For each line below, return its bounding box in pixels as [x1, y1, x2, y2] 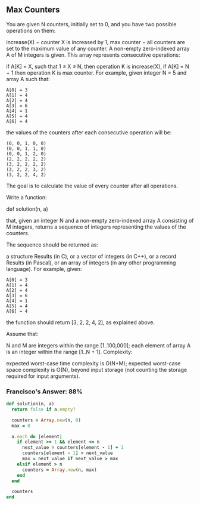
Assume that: [6, 330, 39, 337]
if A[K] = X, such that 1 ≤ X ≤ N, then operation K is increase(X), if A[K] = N [6, 63, 189, 70]
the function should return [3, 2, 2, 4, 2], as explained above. [6, 319, 155, 326]
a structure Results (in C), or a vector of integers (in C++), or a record [6, 252, 177, 260]
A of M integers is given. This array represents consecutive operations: [6, 51, 180, 58]
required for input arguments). [6, 372, 80, 380]
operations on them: [6, 27, 56, 34]
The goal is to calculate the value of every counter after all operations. [6, 182, 179, 189]
